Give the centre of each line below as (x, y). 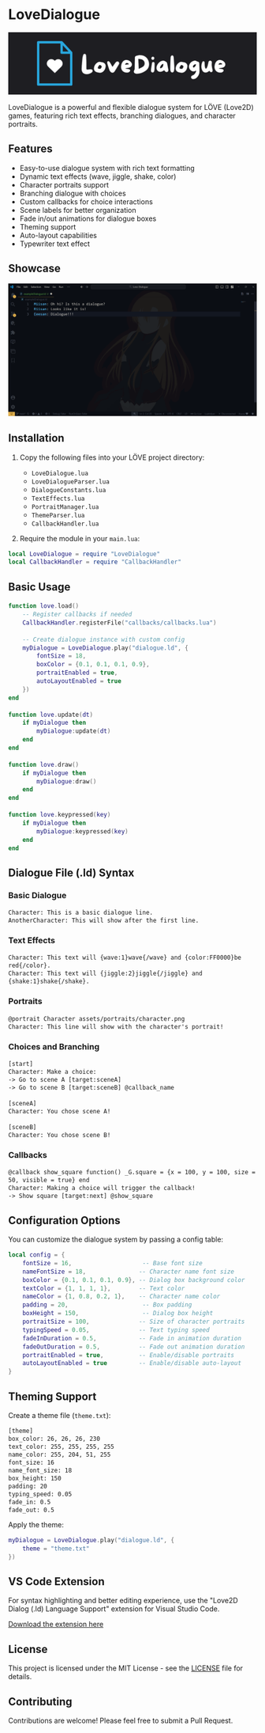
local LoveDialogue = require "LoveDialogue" (84, 554)
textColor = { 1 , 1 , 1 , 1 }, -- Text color (104, 1288)
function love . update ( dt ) (50, 715)
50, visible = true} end (49, 1181)
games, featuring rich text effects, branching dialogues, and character (122, 116)
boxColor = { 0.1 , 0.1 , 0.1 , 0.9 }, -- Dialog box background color (134, 1280)
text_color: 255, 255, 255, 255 (61, 1447)
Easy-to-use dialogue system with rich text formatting (107, 168)
